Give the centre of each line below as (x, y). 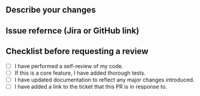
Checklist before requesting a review (77, 51)
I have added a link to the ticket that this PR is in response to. (91, 86)
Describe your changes (51, 10)
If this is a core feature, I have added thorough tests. (80, 73)
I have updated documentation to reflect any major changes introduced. (105, 80)
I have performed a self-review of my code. (69, 66)
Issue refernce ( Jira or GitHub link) (73, 31)
